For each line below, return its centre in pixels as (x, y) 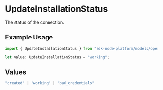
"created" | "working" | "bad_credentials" (50, 83)
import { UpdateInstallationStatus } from (49, 48)
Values (16, 72)
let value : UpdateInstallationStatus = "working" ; (57, 57)
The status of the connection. (34, 22)
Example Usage (29, 37)
